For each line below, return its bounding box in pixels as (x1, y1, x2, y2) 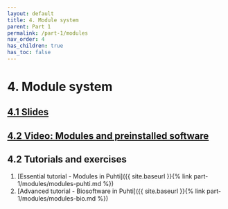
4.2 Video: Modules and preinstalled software (7, 130, 209, 142)
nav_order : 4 (7, 36, 45, 43)
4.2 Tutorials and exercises (7, 153, 127, 165)
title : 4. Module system (7, 17, 79, 24)
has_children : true (7, 42, 64, 49)
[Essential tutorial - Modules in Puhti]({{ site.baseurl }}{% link (17, 172, 193, 181)
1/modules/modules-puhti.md (17, 179, 102, 187)
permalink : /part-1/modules (7, 29, 89, 37)
